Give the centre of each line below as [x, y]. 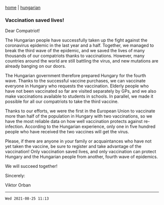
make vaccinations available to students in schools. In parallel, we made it [79, 96]
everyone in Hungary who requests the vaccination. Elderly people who [77, 86]
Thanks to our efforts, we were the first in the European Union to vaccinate [80, 111]
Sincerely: [15, 176]
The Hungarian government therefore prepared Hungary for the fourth [76, 76]
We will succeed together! [31, 166]
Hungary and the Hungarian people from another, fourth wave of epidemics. [82, 157]
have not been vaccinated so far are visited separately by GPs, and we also [81, 91]
